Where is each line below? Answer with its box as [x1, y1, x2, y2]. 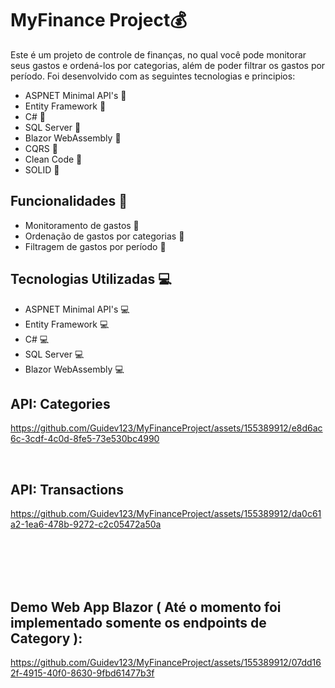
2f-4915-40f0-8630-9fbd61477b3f [10, 667, 155, 679]
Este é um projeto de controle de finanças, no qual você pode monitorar [10, 48, 307, 61]
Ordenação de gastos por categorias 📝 [24, 230, 185, 242]
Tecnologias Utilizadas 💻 [10, 271, 172, 288]
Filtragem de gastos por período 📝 [24, 240, 167, 252]
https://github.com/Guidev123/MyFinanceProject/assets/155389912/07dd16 [10, 657, 322, 668]
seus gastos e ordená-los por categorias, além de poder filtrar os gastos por [10, 59, 326, 71]
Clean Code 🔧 [24, 153, 83, 165]
